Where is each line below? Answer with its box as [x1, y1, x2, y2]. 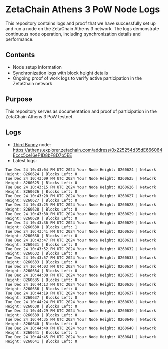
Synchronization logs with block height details [12, 69, 108, 76]
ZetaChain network [12, 80, 53, 86]
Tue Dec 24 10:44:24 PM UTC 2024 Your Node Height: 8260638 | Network [5, 300, 156, 305]
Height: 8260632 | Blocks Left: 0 [5, 251, 78, 256]
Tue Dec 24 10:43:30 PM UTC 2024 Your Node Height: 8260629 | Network [5, 212, 156, 217]
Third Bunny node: [12, 142, 51, 148]
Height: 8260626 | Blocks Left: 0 [5, 189, 78, 194]
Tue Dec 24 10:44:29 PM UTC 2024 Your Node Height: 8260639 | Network [5, 308, 156, 313]
